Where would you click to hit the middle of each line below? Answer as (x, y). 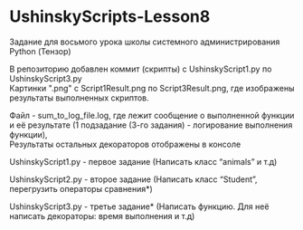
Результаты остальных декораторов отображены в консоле (125, 144)
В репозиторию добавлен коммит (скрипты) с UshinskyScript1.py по (141, 69)
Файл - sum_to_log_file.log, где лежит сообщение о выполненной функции (152, 115)
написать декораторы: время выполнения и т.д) (102, 216)
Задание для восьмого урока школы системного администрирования (145, 42)
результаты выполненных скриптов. (79, 98)
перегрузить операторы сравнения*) (81, 188)
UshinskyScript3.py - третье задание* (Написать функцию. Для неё (139, 206)
